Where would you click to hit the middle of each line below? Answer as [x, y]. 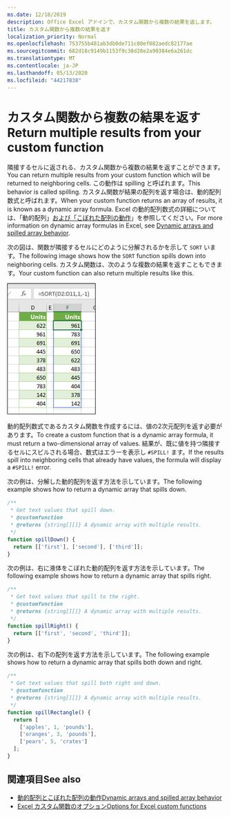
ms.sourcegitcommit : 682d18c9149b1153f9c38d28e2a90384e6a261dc [100, 51]
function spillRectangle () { [49, 713]
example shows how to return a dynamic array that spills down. [97, 489]
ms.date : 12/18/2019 [37, 15]
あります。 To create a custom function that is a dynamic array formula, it [110, 435]
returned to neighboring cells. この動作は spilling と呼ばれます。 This [104, 183]
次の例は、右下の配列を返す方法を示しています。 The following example [109, 654]
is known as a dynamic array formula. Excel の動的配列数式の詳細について [112, 209]
